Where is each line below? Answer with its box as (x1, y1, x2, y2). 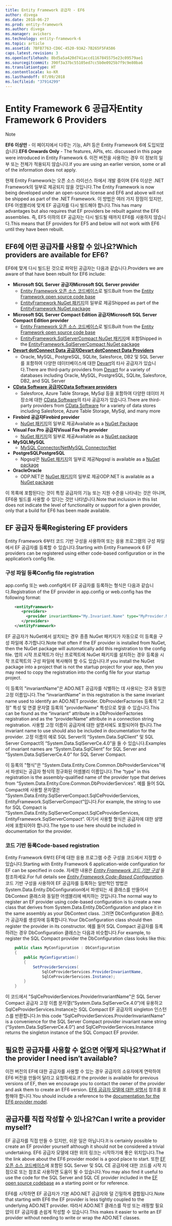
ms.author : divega (5, 27, 45, 32)
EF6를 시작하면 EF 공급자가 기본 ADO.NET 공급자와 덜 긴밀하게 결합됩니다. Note (5, 1190, 165, 1197)
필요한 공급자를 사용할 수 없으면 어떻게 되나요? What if (5, 1046, 166, 1054)
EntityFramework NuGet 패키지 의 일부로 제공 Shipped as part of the (20, 299, 159, 306)
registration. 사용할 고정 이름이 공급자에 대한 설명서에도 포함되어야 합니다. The (5, 722, 162, 728)
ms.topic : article (5, 41, 45, 46)
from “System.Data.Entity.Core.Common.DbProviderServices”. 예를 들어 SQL (5, 780, 165, 786)
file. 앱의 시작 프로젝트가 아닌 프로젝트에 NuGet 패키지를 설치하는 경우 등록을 (5, 651, 159, 657)
